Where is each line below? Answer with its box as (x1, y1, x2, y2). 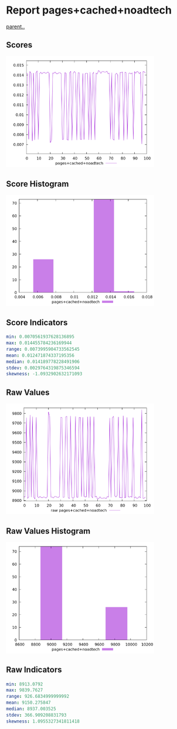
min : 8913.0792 (6, 681, 43, 687)
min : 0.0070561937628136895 (6, 334, 75, 340)
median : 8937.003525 (6, 706, 57, 712)
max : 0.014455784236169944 (6, 340, 72, 346)
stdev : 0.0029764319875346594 (6, 365, 80, 371)
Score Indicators (6, 317, 68, 327)
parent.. (6, 23, 25, 30)
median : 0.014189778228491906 (6, 358, 80, 365)
